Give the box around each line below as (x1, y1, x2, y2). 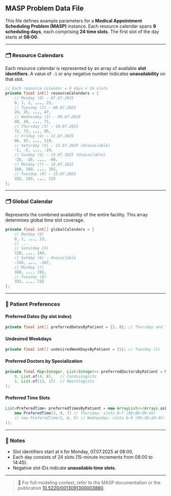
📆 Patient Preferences (5, 301, 60, 308)
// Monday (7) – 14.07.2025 (14, 162, 74, 167)
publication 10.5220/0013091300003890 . (17, 485, 105, 491)
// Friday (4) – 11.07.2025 (14, 133, 74, 138)
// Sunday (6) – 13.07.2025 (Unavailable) (14, 153, 106, 158)
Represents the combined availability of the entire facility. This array (5, 211, 148, 217)
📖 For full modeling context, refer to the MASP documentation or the (17, 479, 161, 485)
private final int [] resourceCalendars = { (5, 90, 99, 96)
